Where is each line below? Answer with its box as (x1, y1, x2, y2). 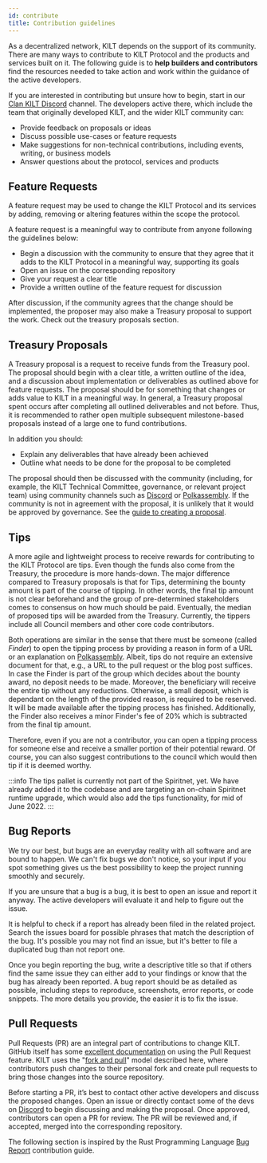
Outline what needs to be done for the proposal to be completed (19, 458, 231, 467)
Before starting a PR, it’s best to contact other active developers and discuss (8, 1087, 260, 1097)
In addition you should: (8, 434, 84, 444)
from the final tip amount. (8, 719, 92, 729)
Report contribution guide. (8, 1145, 95, 1155)
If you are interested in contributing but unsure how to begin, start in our (8, 90, 245, 100)
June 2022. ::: (8, 801, 54, 810)
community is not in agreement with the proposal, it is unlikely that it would (8, 499, 253, 509)
